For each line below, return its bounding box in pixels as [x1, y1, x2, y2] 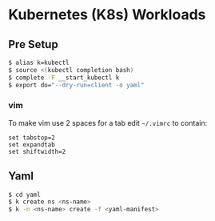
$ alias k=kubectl [8, 58, 70, 66]
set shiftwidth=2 [8, 147, 66, 155]
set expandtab [8, 140, 56, 149]
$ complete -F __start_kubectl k [8, 74, 120, 82]
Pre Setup [8, 38, 58, 51]
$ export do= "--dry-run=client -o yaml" [8, 81, 145, 89]
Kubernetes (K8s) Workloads [8, 6, 206, 24]
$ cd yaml [8, 191, 42, 199]
